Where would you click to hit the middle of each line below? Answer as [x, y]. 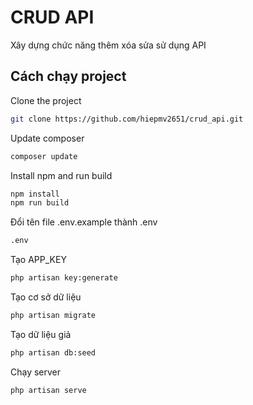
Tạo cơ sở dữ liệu [46, 297]
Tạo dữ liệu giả [41, 334]
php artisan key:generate [64, 278]
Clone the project [46, 100]
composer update [44, 156]
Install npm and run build [61, 175]
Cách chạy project [68, 76]
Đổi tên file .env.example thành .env [84, 222]
